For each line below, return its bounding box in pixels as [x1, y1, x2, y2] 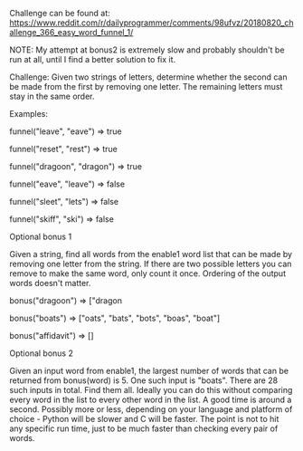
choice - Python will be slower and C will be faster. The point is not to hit [9, 414, 279, 424]
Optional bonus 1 [9, 231, 72, 242]
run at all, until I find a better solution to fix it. [9, 54, 176, 64]
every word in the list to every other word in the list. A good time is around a [9, 394, 292, 405]
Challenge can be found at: [9, 8, 110, 18]
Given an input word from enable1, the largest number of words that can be [9, 366, 289, 376]
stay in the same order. [9, 91, 95, 101]
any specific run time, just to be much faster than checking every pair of [9, 423, 279, 434]
